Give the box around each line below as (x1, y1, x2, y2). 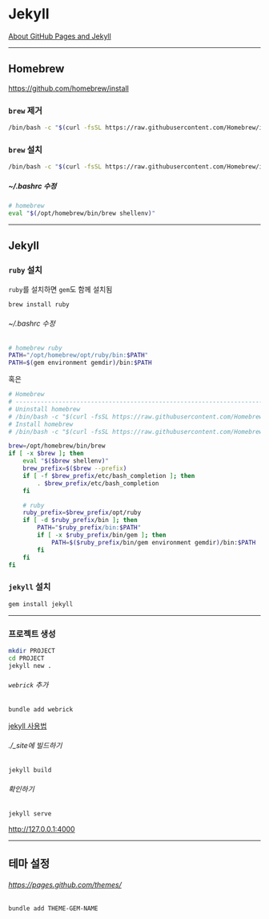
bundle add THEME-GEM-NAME (8, 905, 98, 913)
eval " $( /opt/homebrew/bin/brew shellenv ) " (8, 209, 156, 217)
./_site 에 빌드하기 (8, 741, 62, 751)
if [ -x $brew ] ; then (8, 450, 84, 458)
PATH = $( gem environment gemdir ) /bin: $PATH (8, 358, 152, 367)
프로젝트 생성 (8, 628, 56, 639)
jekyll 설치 (8, 581, 51, 593)
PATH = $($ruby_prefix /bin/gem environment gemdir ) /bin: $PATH (50, 538, 256, 546)
